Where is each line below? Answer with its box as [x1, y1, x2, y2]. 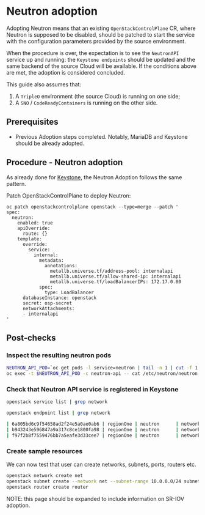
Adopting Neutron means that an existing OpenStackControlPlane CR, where [6, 24, 196, 32]
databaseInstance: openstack [22, 295, 97, 301]
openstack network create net [6, 472, 84, 478]
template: [17, 235, 43, 242]
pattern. [6, 180, 26, 187]
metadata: [38, 257, 64, 264]
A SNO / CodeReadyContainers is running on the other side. [15, 99, 158, 106]
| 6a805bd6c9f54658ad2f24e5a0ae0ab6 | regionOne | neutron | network [6, 421, 201, 428]
